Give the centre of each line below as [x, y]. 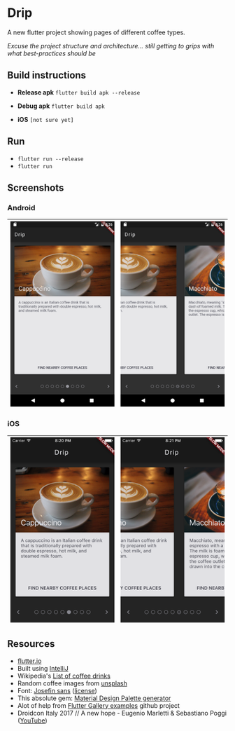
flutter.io [29, 661]
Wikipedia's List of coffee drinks [64, 676]
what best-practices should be [52, 53]
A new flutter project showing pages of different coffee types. [96, 32]
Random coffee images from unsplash [72, 683]
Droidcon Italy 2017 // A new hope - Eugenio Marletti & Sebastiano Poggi [122, 713]
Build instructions [47, 75]
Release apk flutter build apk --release [79, 92]
